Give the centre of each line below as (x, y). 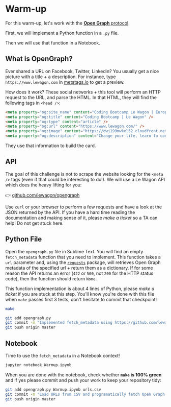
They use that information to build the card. (51, 146)
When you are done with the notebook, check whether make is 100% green (83, 375)
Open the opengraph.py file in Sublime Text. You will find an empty (74, 251)
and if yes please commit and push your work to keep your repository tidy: (83, 380)
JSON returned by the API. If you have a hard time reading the (70, 212)
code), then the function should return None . (51, 278)
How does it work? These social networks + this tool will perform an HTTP (83, 92)
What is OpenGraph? (39, 59)
